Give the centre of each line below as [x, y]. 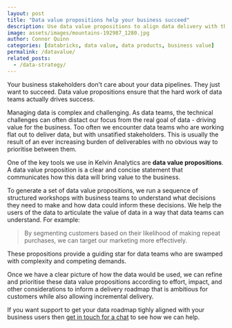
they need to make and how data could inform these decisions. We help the [115, 205]
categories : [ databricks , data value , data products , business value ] [111, 45]
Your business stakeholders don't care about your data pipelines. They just [114, 84]
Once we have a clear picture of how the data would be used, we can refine [115, 274]
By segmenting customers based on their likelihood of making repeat [122, 233]
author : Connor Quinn [38, 39]
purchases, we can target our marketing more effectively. [106, 240]
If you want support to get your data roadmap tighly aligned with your [106, 309]
